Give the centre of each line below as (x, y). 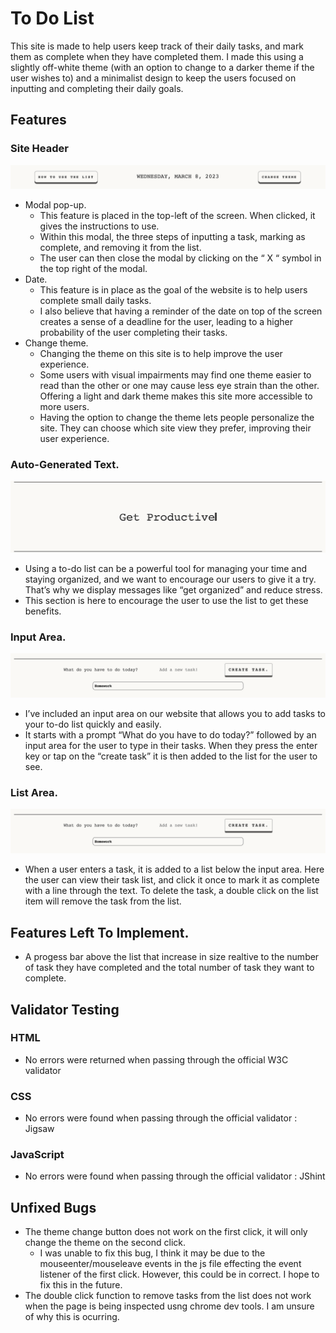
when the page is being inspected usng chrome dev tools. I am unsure (169, 1306)
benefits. (43, 611)
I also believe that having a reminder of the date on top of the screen (181, 311)
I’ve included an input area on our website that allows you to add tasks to (175, 714)
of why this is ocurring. (72, 1317)
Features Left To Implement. (100, 932)
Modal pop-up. (55, 205)
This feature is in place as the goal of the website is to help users (173, 290)
